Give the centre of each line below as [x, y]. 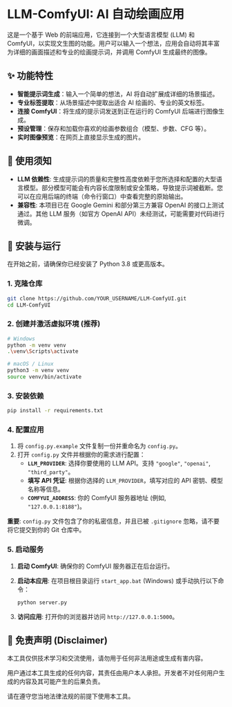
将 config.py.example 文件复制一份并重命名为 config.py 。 [99, 446]
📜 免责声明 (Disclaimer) [58, 640]
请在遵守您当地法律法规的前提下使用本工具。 [71, 697]
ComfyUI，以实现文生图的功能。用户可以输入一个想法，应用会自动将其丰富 [114, 43]
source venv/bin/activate [44, 377]
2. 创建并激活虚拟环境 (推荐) [54, 324]
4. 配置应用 [26, 430]
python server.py [42, 603]
